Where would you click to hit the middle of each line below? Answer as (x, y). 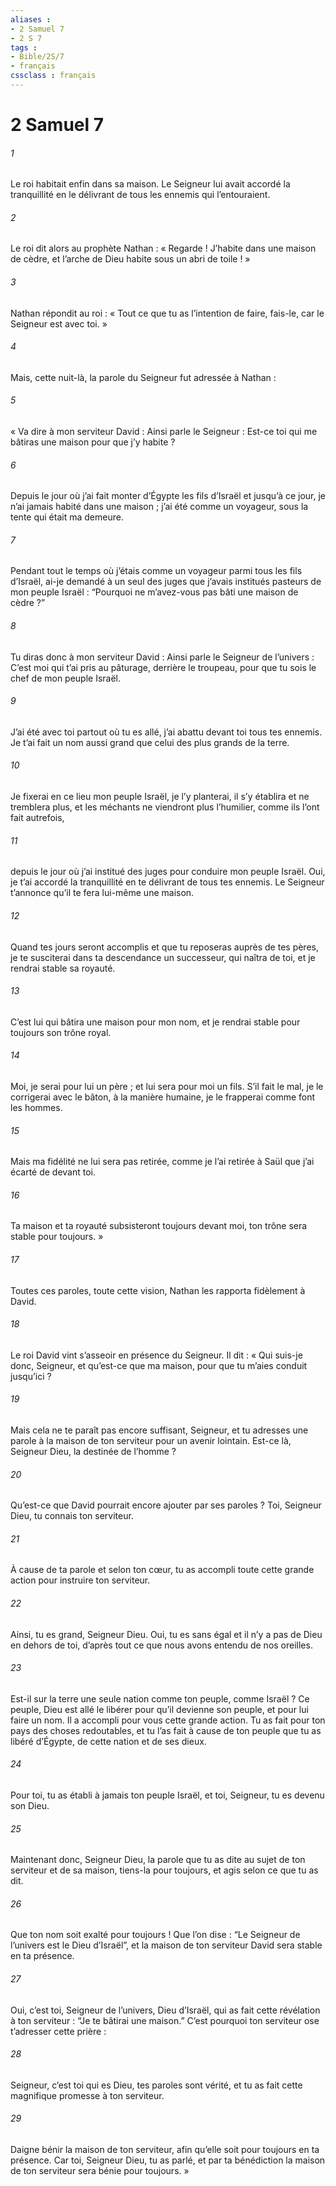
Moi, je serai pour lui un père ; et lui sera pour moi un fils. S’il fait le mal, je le (167, 1086)
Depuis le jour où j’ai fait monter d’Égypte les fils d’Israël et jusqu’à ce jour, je (168, 496)
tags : (24, 47)
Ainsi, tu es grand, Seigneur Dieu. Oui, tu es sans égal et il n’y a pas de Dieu (166, 1634)
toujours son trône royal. (61, 1032)
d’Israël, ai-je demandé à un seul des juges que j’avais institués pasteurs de (166, 582)
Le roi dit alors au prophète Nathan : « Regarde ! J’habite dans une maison (163, 248)
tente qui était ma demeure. (67, 517)
